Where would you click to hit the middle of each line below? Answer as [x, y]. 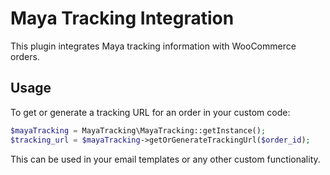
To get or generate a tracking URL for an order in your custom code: [150, 112]
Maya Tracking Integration [122, 18]
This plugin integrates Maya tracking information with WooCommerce [153, 46]
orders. [25, 56]
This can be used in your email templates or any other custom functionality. [165, 159]
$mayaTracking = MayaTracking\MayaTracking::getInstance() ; [138, 130]
